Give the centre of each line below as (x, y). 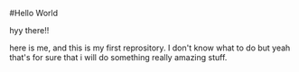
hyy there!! (29, 30)
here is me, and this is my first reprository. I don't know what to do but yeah (150, 48)
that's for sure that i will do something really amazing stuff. (118, 57)
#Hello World (34, 13)
